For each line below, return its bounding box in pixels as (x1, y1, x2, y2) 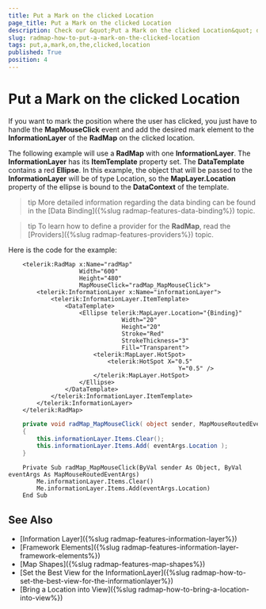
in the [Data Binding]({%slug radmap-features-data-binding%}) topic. (27, 205, 256, 215)
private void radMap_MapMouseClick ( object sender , (22, 419, 196, 428)
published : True (8, 48, 62, 56)
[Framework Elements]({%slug (19, 542, 120, 552)
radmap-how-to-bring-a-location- (138, 584, 249, 594)
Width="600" (78, 267, 119, 275)
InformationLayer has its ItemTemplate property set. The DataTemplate (8, 156, 245, 167)
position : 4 (8, 56, 47, 64)
